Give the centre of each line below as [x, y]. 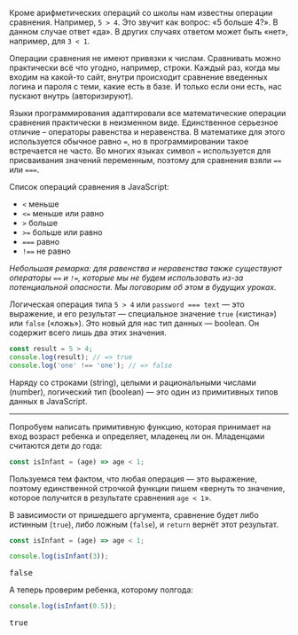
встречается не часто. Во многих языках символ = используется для [140, 151]
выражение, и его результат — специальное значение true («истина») [143, 314]
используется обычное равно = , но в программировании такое [129, 141]
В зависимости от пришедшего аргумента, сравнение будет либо [134, 514]
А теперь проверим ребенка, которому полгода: [101, 590]
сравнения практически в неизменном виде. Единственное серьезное [144, 122]
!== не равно [46, 251]
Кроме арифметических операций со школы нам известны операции [141, 13]
